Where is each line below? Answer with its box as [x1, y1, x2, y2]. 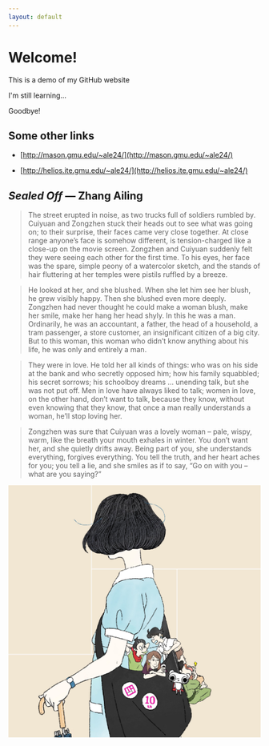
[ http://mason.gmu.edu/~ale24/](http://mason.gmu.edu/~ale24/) [19, 150, 234, 160]
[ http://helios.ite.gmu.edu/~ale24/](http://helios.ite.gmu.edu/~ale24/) [19, 166, 248, 175]
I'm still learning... [8, 90, 66, 100]
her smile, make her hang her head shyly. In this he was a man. [27, 311, 236, 320]
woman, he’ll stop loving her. [27, 411, 122, 421]
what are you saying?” [27, 469, 102, 479]
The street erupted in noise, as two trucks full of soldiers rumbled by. [27, 211, 256, 220]
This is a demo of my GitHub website [8, 74, 130, 84]
